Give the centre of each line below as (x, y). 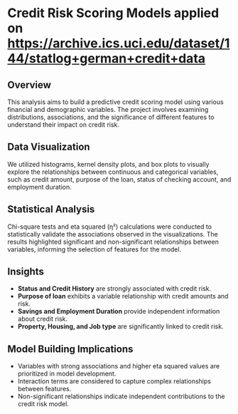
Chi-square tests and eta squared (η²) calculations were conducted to (109, 227)
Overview (29, 84)
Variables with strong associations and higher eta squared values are (119, 366)
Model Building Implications (70, 349)
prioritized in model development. (67, 374)
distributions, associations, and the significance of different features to (111, 117)
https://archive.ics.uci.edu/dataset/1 (119, 43)
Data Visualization (49, 147)
